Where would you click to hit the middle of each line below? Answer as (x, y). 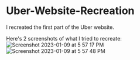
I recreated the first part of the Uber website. (60, 27)
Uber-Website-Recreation (70, 11)
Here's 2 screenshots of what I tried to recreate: (64, 38)
